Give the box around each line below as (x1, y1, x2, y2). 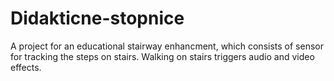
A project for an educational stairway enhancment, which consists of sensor (10, 40, 324, 52)
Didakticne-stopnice (10, 7, 185, 30)
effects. (10, 61, 42, 73)
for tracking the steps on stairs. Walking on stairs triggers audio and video (10, 50, 315, 62)
